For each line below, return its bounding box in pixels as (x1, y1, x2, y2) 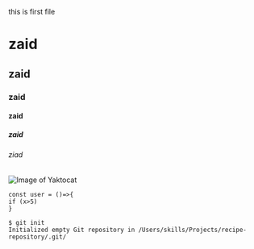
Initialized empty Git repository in (8, 226, 135, 234)
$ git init (8, 218, 45, 226)
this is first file (8, 7, 56, 16)
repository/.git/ (8, 233, 67, 241)
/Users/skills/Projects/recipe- (138, 226, 248, 234)
